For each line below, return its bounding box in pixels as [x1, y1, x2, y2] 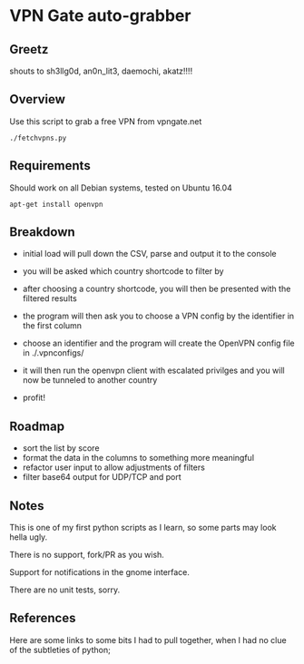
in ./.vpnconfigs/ [22, 347, 84, 358]
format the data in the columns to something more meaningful [22, 453, 255, 464]
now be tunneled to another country [22, 375, 158, 386]
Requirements [9, 158, 91, 173]
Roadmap [9, 418, 65, 434]
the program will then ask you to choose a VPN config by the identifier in [22, 310, 295, 322]
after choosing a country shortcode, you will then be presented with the [22, 283, 291, 295]
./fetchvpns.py [9, 133, 67, 142]
